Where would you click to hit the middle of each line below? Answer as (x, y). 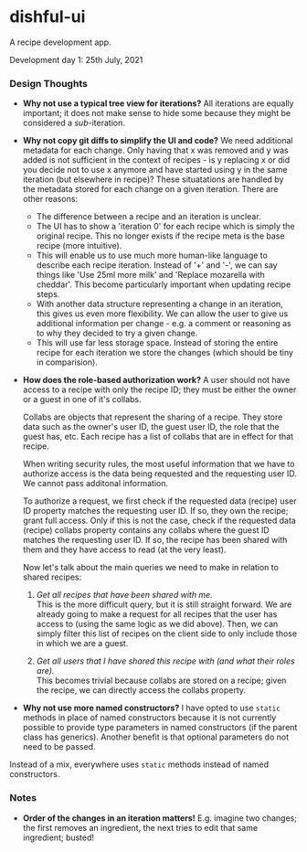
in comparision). (67, 362)
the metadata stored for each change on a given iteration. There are (150, 189)
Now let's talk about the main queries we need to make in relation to (150, 568)
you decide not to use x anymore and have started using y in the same (155, 170)
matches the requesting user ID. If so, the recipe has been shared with (155, 540)
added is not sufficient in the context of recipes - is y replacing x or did (156, 160)
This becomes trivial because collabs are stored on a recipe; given (161, 681)
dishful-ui (48, 17)
